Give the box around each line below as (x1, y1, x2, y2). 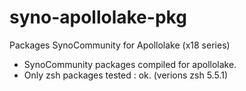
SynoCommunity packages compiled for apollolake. (23, 58, 237, 70)
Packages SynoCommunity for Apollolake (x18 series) (9, 39, 231, 51)
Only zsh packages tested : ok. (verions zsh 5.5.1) (23, 69, 229, 81)
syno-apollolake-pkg (9, 6, 187, 29)
